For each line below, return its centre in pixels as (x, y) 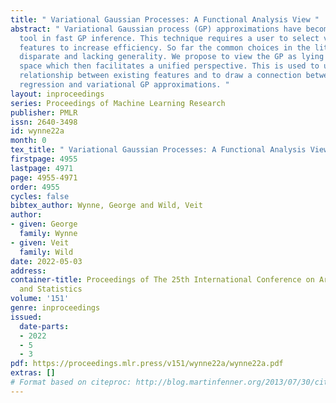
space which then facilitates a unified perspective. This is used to (169, 66)
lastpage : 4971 (42, 168)
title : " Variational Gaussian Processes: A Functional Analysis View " (165, 19)
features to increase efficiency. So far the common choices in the (165, 47)
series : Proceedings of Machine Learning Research (118, 103)
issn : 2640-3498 (44, 122)
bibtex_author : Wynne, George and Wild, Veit (106, 206)
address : (28, 271)
